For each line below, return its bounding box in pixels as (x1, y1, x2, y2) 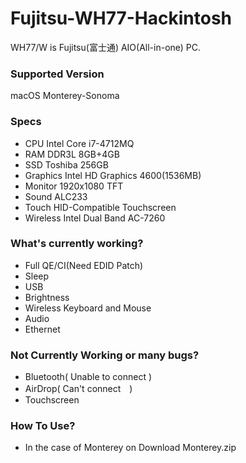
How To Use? (10, 419, 76, 433)
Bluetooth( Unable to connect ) (24, 371, 153, 383)
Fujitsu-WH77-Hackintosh (10, 7, 233, 30)
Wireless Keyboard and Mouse (24, 302, 152, 314)
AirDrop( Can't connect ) (24, 383, 133, 395)
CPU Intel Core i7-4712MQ (24, 137, 135, 149)
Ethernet (24, 323, 61, 335)
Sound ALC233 (24, 190, 88, 202)
